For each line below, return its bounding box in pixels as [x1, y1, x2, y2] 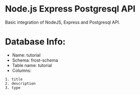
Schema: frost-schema [12, 57, 58, 63]
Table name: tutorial [12, 62, 52, 68]
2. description [5, 81, 36, 86]
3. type [5, 85, 21, 90]
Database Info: [5, 36, 66, 47]
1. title [5, 77, 23, 81]
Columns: [12, 68, 32, 73]
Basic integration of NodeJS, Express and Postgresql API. [5, 19, 121, 25]
